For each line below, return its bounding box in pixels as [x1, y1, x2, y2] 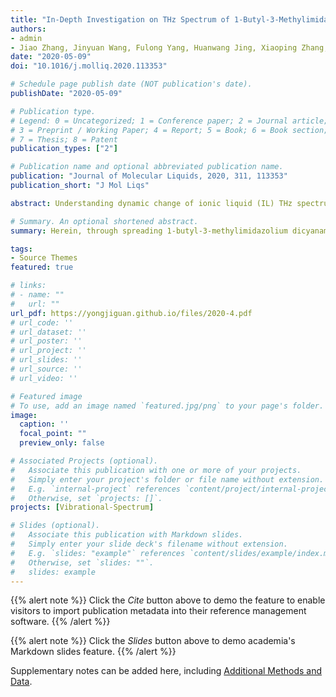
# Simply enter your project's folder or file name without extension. [10, 474, 325, 485]
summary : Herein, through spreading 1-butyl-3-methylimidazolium [10, 226, 288, 236]
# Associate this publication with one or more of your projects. [10, 465, 302, 475]
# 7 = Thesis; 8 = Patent [10, 134, 118, 145]
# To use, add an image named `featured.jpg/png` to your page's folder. [10, 401, 325, 411]
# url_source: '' [10, 364, 83, 374]
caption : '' [19, 419, 70, 430]
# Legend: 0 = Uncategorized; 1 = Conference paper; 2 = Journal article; [10, 116, 329, 126]
